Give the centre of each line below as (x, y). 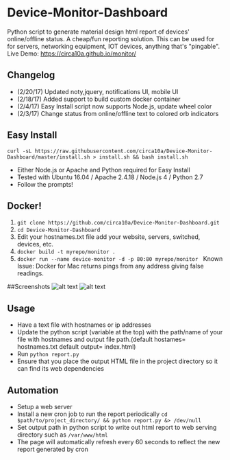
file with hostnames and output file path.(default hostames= (101, 340)
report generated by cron (53, 449)
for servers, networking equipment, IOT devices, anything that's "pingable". (114, 46)
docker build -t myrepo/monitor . (66, 252)
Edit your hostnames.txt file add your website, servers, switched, (108, 237)
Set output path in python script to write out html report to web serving (117, 427)
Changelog (31, 75)
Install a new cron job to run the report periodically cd (92, 414)
